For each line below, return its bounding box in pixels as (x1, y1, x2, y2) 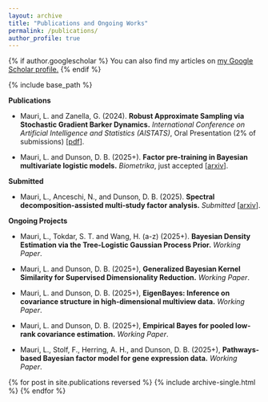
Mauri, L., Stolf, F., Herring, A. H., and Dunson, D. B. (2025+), (19, 345, 221, 355)
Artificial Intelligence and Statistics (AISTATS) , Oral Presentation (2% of (19, 128, 256, 138)
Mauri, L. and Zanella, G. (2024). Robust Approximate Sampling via (19, 112, 245, 121)
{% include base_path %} (8, 80, 93, 90)
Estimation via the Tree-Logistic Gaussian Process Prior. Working (19, 240, 242, 250)
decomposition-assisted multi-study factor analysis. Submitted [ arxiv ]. (19, 201, 261, 210)
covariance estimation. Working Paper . (37, 330, 169, 339)
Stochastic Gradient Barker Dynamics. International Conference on (19, 120, 246, 129)
